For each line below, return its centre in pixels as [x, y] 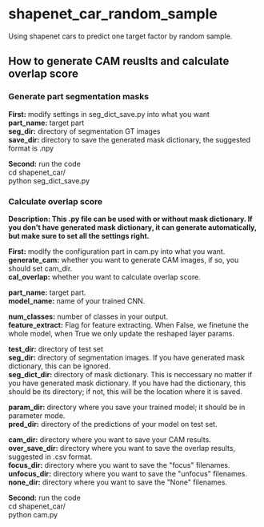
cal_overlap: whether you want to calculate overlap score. [105, 276]
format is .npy [31, 148]
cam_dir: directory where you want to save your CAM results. [110, 439]
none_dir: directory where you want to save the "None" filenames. [118, 482]
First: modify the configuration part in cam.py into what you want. [117, 251]
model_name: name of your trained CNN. [77, 300]
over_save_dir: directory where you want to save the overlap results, [122, 448]
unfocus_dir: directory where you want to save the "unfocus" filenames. [128, 473]
